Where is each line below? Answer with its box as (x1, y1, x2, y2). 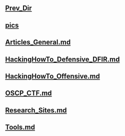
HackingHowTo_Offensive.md (5, 72, 100, 80)
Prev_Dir (5, 4, 32, 12)
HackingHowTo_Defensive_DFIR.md (5, 55, 120, 63)
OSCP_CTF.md (5, 89, 52, 97)
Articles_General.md (5, 38, 71, 46)
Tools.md (5, 123, 35, 131)
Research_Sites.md (5, 106, 67, 114)
